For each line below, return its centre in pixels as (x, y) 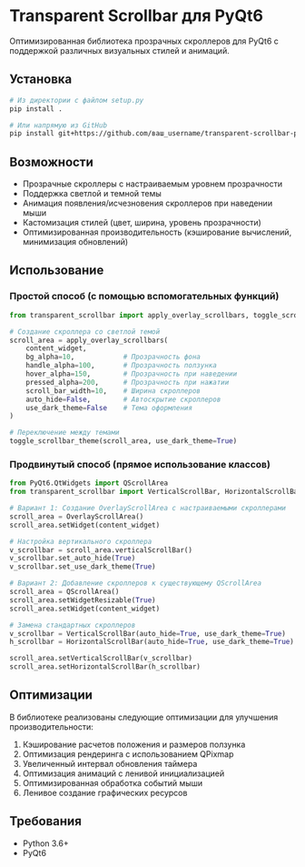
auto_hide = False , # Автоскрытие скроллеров (123, 399)
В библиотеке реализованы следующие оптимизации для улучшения (144, 717)
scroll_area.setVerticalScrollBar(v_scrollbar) (101, 659)
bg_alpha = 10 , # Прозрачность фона (113, 357)
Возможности (51, 161)
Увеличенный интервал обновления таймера (110, 763)
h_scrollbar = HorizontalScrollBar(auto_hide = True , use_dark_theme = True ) (152, 642)
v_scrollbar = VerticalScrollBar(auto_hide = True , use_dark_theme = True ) (148, 633)
